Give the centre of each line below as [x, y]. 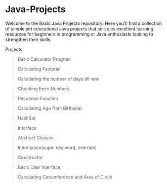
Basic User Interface [39, 167]
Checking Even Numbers [44, 88]
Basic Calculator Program [44, 59]
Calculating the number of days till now [58, 79]
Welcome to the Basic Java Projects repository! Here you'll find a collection [83, 23]
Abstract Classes [35, 137]
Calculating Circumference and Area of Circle [65, 177]
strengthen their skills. [28, 40]
